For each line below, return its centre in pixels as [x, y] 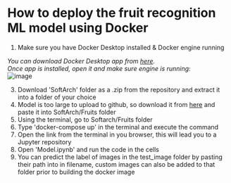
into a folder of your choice [57, 97]
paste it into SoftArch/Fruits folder [67, 112]
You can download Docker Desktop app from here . [81, 61]
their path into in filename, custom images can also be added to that [116, 164]
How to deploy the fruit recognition [112, 13]
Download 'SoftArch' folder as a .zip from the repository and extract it [119, 89]
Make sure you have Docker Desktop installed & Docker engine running [121, 47]
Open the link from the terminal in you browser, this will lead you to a [117, 134]
